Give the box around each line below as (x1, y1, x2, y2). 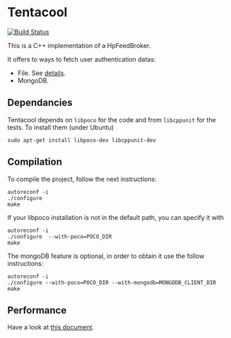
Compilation (7, 156, 62, 168)
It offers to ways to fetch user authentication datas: (7, 54, 156, 64)
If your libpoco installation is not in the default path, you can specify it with (7, 213, 225, 221)
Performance (7, 304, 67, 316)
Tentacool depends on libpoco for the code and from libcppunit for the (7, 115, 217, 124)
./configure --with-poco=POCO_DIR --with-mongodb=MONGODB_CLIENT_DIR (7, 279, 217, 286)
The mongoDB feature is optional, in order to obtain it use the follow (7, 252, 205, 260)
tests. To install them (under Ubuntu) (7, 123, 114, 132)
